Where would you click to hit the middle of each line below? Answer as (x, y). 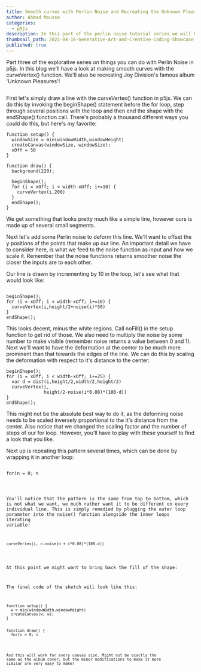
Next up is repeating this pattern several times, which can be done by (92, 451)
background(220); (33, 171)
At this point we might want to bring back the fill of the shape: (92, 568)
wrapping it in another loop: (40, 457)
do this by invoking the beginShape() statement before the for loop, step (95, 104)
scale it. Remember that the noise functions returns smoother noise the (94, 256)
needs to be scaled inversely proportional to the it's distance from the (92, 420)
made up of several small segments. (51, 225)
